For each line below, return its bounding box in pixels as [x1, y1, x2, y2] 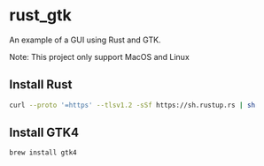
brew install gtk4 [9, 148, 77, 157]
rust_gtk [9, 5, 73, 26]
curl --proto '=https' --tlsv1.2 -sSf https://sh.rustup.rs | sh [9, 101, 255, 109]
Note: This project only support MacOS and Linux [9, 51, 190, 62]
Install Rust [9, 77, 73, 93]
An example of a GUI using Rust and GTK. [9, 34, 161, 45]
